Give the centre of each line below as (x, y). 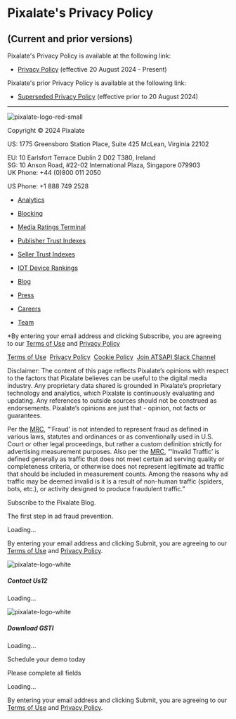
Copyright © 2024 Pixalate (46, 130)
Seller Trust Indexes (46, 254)
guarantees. (25, 415)
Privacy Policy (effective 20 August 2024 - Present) (92, 69)
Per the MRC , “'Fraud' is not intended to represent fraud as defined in (108, 429)
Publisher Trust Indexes (52, 241)
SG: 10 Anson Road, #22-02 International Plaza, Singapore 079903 (104, 165)
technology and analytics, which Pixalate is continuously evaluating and (111, 393)
